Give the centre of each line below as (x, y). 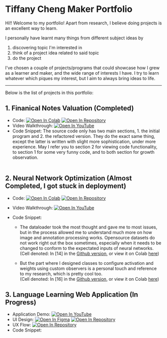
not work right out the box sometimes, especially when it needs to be (90, 243)
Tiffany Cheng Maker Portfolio (69, 9)
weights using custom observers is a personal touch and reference (88, 268)
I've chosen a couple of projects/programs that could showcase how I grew (83, 68)
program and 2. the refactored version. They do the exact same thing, (84, 136)
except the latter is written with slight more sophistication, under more (84, 141)
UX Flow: (22, 325)
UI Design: (23, 320)
